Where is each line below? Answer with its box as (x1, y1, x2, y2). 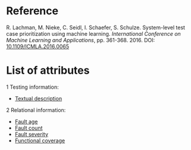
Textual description (14, 95, 62, 102)
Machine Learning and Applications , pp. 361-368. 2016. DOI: (6, 36, 155, 43)
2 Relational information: (6, 106, 66, 114)
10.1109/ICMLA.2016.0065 (6, 43, 70, 50)
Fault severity (14, 130, 49, 137)
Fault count (14, 124, 43, 132)
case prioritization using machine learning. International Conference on (6, 30, 181, 37)
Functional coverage (14, 137, 65, 144)
